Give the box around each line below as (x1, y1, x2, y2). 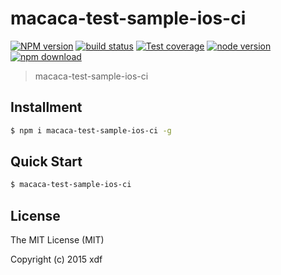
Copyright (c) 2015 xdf (10, 253, 103, 266)
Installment (10, 99, 83, 116)
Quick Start (10, 153, 83, 171)
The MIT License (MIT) (10, 234, 105, 246)
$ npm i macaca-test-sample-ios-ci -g (10, 125, 172, 136)
